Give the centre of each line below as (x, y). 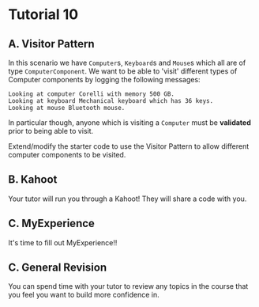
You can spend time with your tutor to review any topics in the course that (128, 286)
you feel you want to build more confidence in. (84, 295)
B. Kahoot (33, 180)
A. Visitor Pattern (51, 44)
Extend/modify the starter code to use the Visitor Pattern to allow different (129, 146)
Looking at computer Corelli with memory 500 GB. (92, 94)
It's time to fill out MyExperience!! (63, 242)
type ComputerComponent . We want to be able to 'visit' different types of (123, 71)
